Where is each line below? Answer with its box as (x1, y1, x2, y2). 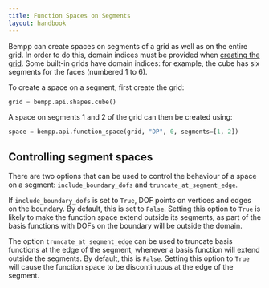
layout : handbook (8, 19, 67, 27)
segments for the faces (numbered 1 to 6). (8, 67, 148, 76)
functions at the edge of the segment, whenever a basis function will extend (8, 245, 260, 255)
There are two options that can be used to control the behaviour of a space (8, 172, 257, 181)
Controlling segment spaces (8, 150, 153, 164)
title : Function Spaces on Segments (8, 11, 131, 20)
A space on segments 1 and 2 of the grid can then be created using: (8, 112, 233, 122)
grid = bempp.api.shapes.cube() (8, 98, 116, 106)
